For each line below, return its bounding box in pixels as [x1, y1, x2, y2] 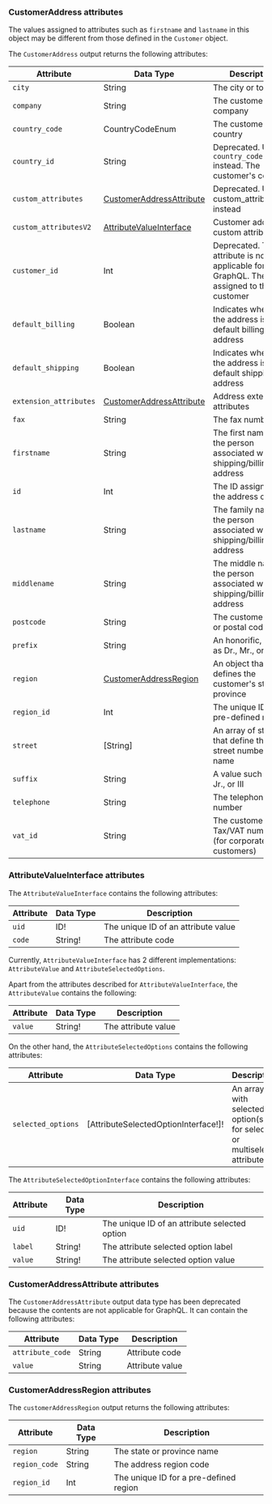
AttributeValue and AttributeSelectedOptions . [8, 963, 165, 974]
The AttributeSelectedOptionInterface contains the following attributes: [8, 1174, 251, 1184]
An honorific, [213, 635, 262, 646]
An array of [213, 725, 256, 736]
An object [213, 658, 249, 670]
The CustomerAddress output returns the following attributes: [8, 49, 208, 59]
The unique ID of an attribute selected [102, 1217, 247, 1229]
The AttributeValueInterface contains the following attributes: [8, 888, 219, 897]
